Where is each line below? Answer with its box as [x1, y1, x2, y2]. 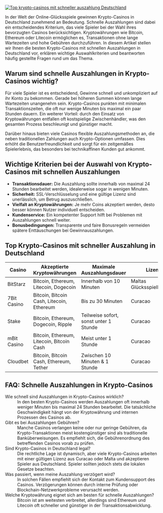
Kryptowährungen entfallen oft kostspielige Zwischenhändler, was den [5, 116, 146, 122]
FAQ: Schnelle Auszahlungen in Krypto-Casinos [5, 380, 153, 389]
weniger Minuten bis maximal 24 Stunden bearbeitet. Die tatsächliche [17, 404, 156, 410]
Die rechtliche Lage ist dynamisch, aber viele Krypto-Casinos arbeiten [17, 451, 158, 456]
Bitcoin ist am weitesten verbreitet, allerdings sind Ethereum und [17, 497, 146, 503]
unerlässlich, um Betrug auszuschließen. [12, 196, 94, 202]
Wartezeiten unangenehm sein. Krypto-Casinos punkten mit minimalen [5, 100, 147, 106]
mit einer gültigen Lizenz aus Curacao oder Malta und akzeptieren [17, 456, 149, 462]
